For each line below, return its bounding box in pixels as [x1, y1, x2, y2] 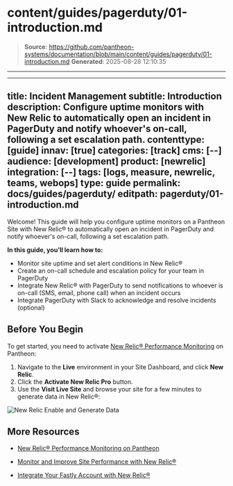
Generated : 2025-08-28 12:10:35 [71, 57, 166, 65]
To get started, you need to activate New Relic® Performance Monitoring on [7, 342, 224, 350]
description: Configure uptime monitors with [7, 101, 205, 113]
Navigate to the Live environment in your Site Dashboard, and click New [17, 362, 224, 371]
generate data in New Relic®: [17, 392, 101, 401]
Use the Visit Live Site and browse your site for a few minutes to [17, 385, 202, 393]
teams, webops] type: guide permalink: [7, 177, 181, 189]
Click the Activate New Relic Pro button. [17, 377, 133, 386]
